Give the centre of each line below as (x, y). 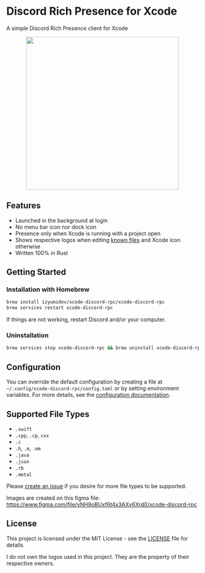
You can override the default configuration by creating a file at (85, 382)
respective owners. (31, 563)
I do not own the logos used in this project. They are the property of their (98, 556)
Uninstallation (27, 336)
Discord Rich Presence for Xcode (92, 11)
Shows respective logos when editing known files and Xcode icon (98, 240)
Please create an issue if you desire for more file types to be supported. (97, 486)
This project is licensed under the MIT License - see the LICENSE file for (97, 538)
